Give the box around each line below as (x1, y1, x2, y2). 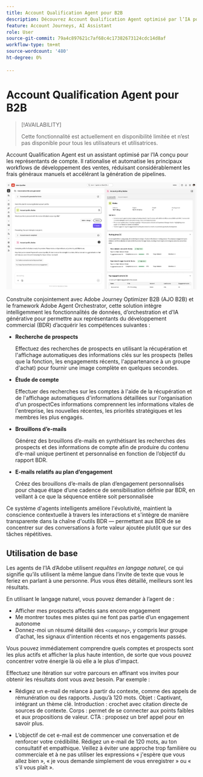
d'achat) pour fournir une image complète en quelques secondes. (14, 364, 179, 372)
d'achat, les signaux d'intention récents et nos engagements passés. (14, 633, 187, 640)
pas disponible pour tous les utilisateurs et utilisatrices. (21, 139, 158, 146)
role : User (6, 29, 34, 35)
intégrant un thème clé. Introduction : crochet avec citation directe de (14, 701, 188, 708)
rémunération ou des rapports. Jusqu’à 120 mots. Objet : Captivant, (14, 694, 182, 701)
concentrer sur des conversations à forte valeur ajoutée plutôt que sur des (6, 524, 192, 531)
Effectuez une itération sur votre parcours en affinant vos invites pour (6, 670, 179, 677)
